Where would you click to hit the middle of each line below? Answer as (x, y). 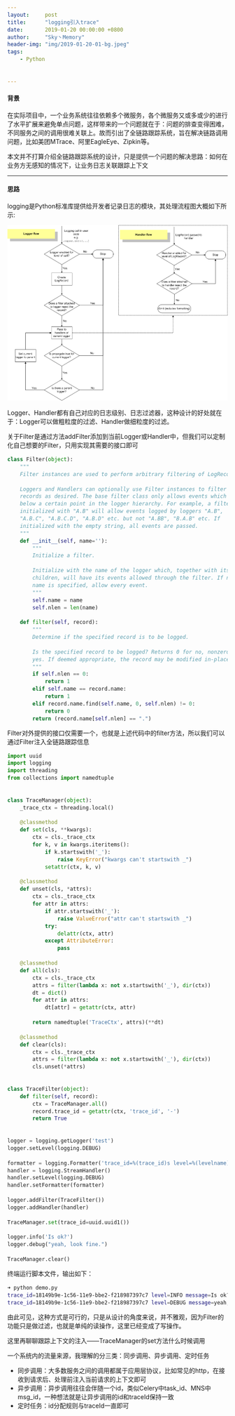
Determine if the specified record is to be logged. (111, 637)
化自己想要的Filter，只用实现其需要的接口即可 (73, 445)
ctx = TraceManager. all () (70, 1104)
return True (50, 1119)
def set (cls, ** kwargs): (56, 830)
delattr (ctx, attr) (85, 934)
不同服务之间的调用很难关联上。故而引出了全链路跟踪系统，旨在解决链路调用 (117, 133)
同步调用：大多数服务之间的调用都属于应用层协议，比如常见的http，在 (118, 1370)
